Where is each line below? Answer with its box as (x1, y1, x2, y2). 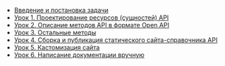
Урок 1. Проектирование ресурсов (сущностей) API (13, 13, 169, 22)
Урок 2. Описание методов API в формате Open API (13, 21, 169, 29)
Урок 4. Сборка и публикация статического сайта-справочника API (13, 36, 218, 44)
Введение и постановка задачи (13, 6, 109, 14)
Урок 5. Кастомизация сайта (13, 44, 100, 51)
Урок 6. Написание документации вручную (13, 51, 145, 59)
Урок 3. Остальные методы (13, 28, 97, 37)
